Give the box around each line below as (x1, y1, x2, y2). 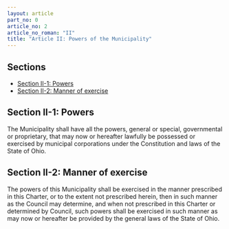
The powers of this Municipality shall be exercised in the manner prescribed (7, 185, 222, 193)
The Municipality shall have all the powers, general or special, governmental (7, 124, 223, 133)
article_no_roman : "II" (7, 29, 76, 36)
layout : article (7, 10, 54, 17)
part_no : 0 (7, 17, 39, 23)
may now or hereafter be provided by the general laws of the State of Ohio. (7, 214, 220, 222)
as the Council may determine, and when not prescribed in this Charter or (7, 199, 216, 208)
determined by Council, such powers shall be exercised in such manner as (7, 207, 218, 215)
